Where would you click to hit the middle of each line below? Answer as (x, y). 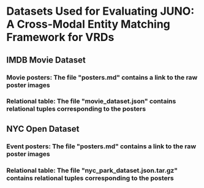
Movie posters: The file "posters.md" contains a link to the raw (102, 77)
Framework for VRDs (60, 37)
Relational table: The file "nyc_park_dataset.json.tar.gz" (92, 170)
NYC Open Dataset (43, 129)
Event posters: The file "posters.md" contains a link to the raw (101, 146)
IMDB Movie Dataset (46, 60)
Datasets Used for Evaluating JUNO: (100, 11)
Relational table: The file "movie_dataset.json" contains (91, 101)
